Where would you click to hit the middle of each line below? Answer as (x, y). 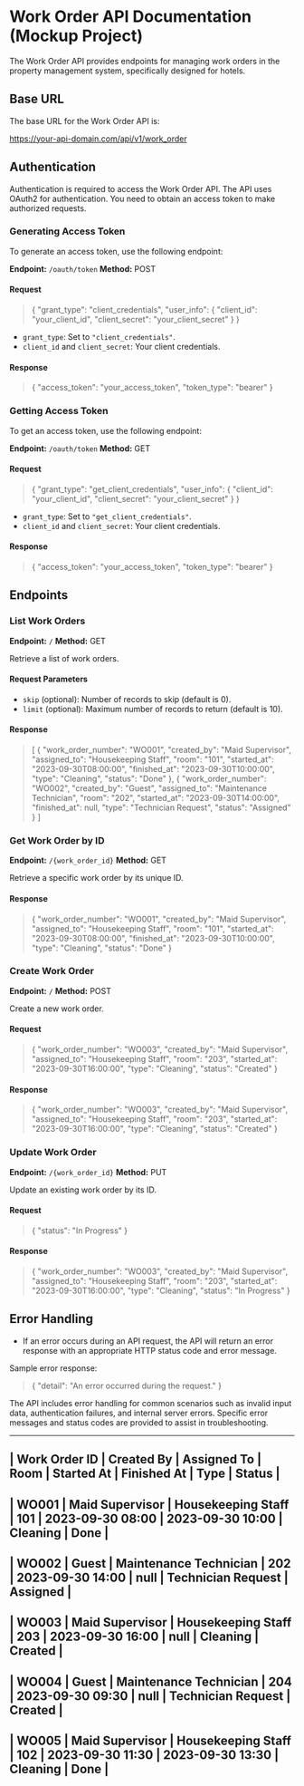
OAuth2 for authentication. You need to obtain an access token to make (142, 198)
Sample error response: (53, 1368)
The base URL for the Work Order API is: (85, 121)
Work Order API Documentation (130, 17)
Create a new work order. (57, 1009)
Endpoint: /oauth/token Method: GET (80, 448)
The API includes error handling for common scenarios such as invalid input (151, 1403)
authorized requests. (48, 208)
